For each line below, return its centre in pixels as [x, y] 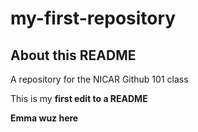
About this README [73, 55]
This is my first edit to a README [79, 98]
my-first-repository [93, 18]
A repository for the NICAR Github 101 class [99, 79]
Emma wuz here [44, 118]
